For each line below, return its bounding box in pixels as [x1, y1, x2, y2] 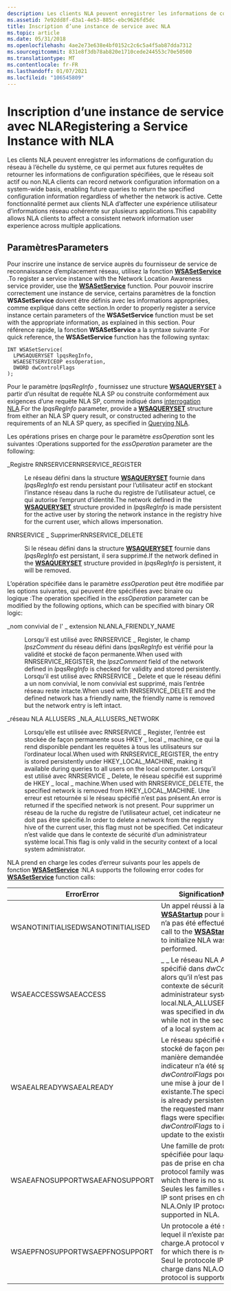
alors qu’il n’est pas [160, 972, 223, 982]
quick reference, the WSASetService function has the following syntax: [7, 333, 210, 342]
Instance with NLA [7, 133, 115, 149]
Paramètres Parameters [7, 242, 109, 253]
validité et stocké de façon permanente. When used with [24, 650, 183, 658]
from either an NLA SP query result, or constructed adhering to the [7, 412, 197, 420]
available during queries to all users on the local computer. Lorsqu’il [24, 765, 217, 773]
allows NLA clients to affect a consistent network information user [7, 214, 194, 222]
